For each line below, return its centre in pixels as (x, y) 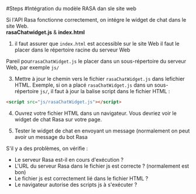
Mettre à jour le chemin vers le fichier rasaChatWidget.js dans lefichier (100, 79)
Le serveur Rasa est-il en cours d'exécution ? (69, 159)
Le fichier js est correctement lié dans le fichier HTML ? (81, 178)
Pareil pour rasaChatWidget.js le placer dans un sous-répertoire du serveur (96, 61)
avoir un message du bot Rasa (51, 137)
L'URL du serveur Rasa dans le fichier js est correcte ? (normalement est (102, 166)
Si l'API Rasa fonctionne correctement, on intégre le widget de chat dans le (96, 20)
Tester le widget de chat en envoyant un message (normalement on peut (102, 131)
